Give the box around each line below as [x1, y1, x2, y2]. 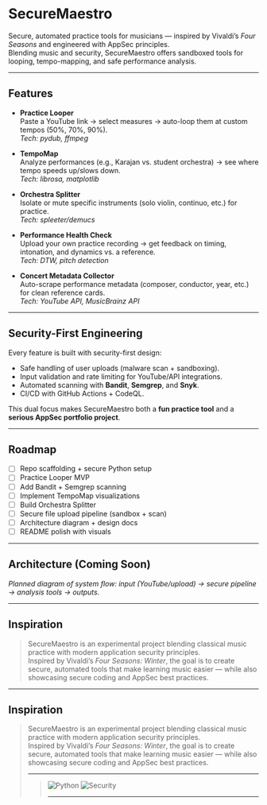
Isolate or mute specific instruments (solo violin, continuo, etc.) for [19, 198, 238, 207]
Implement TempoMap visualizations [19, 490, 141, 501]
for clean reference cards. [19, 288, 106, 297]
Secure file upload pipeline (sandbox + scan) [19, 509, 167, 518]
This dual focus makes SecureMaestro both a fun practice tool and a [8, 404, 234, 413]
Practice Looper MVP [19, 473, 90, 482]
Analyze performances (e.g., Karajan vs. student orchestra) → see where [19, 157, 259, 167]
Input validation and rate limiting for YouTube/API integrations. [19, 371, 222, 381]
